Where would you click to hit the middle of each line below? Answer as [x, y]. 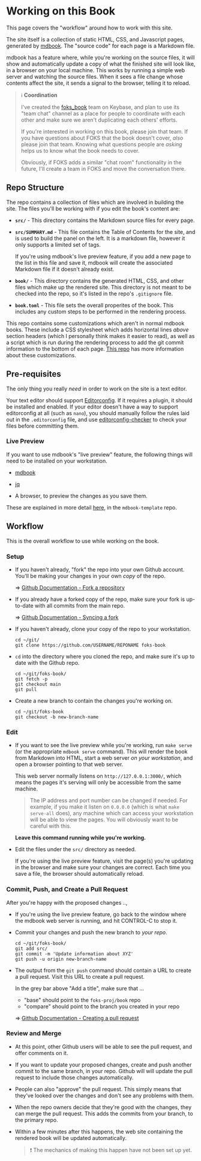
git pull [26, 689]
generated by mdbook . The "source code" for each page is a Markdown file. [100, 46]
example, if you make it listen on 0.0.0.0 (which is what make [105, 807]
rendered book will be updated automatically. [71, 1138]
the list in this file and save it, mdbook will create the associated [94, 262]
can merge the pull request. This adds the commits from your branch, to [104, 1113]
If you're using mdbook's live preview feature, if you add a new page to [103, 256]
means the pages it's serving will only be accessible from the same [98, 783]
